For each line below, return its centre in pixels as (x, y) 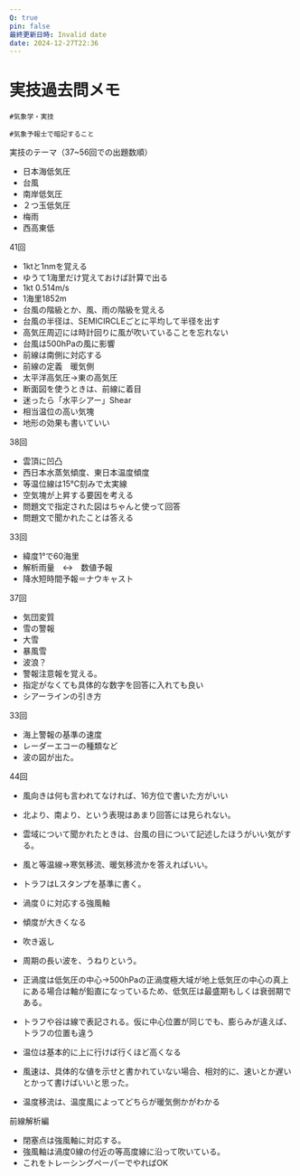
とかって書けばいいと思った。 (78, 1083)
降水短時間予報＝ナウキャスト (78, 579)
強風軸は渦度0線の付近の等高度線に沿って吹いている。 (124, 1152)
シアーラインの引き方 (62, 696)
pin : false (30, 26)
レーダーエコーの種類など (70, 746)
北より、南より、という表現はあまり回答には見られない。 (129, 815)
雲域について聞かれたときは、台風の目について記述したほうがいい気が (153, 834)
